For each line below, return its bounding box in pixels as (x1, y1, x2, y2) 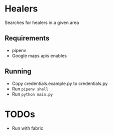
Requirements (4, 34, 49, 42)
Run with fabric (11, 125, 43, 131)
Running (4, 67, 32, 75)
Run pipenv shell (11, 85, 48, 91)
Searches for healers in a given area (4, 19, 79, 25)
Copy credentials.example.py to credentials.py (11, 80, 108, 86)
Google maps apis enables (11, 52, 67, 58)
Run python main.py (11, 91, 53, 97)
